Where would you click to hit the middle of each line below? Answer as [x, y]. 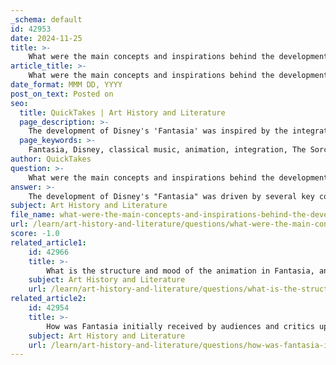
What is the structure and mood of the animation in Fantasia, [180, 271]
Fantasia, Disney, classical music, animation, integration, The [167, 150]
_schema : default [46, 19]
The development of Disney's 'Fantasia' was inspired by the [158, 131]
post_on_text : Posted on [62, 94]
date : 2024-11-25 [46, 38]
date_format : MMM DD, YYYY [66, 85]
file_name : [33, 215]
